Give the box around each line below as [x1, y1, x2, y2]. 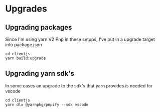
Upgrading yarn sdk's [5, 69, 74, 78]
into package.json [5, 42, 42, 48]
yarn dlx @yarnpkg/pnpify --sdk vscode [5, 102, 89, 107]
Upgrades [5, 3, 48, 15]
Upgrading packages [5, 23, 72, 32]
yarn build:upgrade [5, 56, 46, 61]
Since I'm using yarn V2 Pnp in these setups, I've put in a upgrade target [5, 36, 155, 42]
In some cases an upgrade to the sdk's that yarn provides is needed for [5, 82, 153, 88]
